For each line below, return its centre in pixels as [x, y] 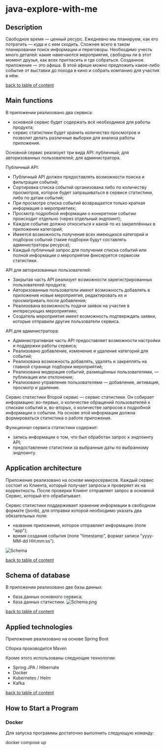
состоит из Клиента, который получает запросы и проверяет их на [76, 485]
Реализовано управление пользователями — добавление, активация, [86, 382]
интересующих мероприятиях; [45, 311]
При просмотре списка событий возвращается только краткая [79, 203]
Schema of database [38, 576]
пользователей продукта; [40, 284]
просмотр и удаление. [36, 387]
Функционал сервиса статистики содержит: [52, 427]
